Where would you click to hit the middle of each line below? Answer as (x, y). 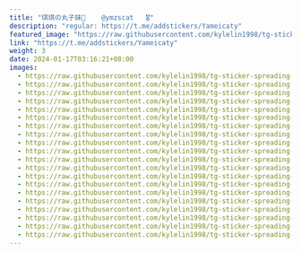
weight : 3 (28, 51)
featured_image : (39, 34)
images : (24, 68)
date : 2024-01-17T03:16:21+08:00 (72, 59)
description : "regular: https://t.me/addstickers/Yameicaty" (126, 26)
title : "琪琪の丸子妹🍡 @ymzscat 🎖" (82, 17)
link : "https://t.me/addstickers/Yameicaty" (94, 43)
